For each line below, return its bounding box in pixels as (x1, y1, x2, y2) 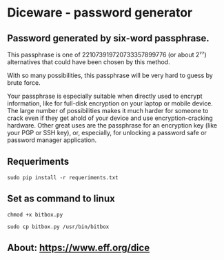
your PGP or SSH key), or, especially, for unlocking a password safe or (7, 129, 207, 137)
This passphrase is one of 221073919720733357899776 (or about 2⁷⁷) (7, 50, 207, 59)
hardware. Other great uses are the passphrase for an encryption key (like (7, 121, 218, 129)
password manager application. (7, 136, 97, 144)
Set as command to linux (7, 193, 115, 205)
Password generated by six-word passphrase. (7, 32, 210, 44)
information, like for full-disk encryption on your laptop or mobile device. (7, 99, 214, 108)
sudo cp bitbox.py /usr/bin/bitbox (7, 223, 110, 230)
